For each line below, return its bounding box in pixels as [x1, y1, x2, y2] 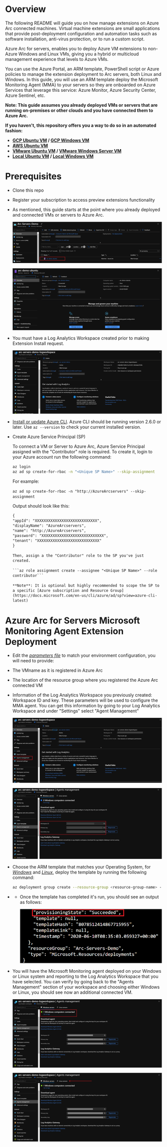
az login [12, 464, 31, 469]
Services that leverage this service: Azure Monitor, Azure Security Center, [5, 87, 157, 93]
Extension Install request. [12, 340, 65, 346]
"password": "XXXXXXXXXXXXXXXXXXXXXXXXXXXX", [12, 533, 108, 539]
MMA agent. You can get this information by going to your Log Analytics [12, 703, 161, 709]
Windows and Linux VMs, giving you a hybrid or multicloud [18, 51, 139, 57]
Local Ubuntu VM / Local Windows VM [12, 153, 94, 159]
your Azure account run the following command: [12, 454, 112, 460]
